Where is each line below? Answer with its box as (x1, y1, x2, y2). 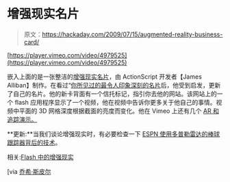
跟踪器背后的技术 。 (7, 138, 62, 146)
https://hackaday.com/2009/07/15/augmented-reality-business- (42, 30, 223, 38)
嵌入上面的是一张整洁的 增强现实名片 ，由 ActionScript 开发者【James (7, 73, 202, 81)
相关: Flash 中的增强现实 (7, 153, 74, 161)
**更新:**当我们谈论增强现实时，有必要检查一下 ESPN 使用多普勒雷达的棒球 (7, 129, 220, 138)
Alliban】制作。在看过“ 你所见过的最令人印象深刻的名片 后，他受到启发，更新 (7, 81, 221, 89)
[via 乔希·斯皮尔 (7, 167, 51, 175)
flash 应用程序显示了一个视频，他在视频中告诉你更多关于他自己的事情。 (14, 98, 216, 106)
